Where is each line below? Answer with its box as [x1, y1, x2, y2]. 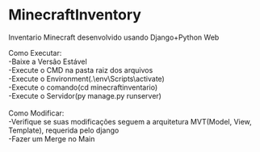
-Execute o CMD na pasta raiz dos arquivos [8, 65, 153, 74]
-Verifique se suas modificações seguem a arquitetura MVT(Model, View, [8, 116, 252, 126]
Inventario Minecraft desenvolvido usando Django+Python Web [8, 32, 220, 42]
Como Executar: [8, 48, 62, 57]
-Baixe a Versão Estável [8, 57, 87, 66]
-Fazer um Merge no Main [8, 133, 95, 143]
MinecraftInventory [8, 6, 141, 24]
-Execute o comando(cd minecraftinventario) [8, 82, 158, 92]
